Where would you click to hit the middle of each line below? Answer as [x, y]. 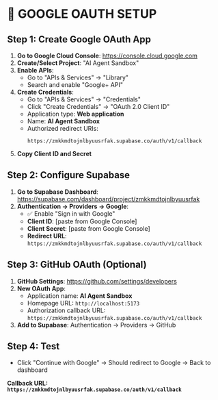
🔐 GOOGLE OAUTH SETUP [82, 14]
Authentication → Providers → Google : [72, 206]
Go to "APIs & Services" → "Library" [78, 77]
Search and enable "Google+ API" [75, 85]
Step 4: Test [33, 346]
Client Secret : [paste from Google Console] [88, 228]
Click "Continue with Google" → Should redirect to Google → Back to [114, 363]
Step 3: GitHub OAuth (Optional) [77, 265]
